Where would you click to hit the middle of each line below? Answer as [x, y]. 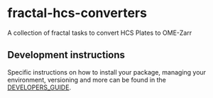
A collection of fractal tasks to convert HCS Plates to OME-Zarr [100, 33]
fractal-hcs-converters [77, 13]
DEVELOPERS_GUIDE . [39, 87]
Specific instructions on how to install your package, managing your [107, 72]
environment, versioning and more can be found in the [87, 80]
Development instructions [66, 55]
